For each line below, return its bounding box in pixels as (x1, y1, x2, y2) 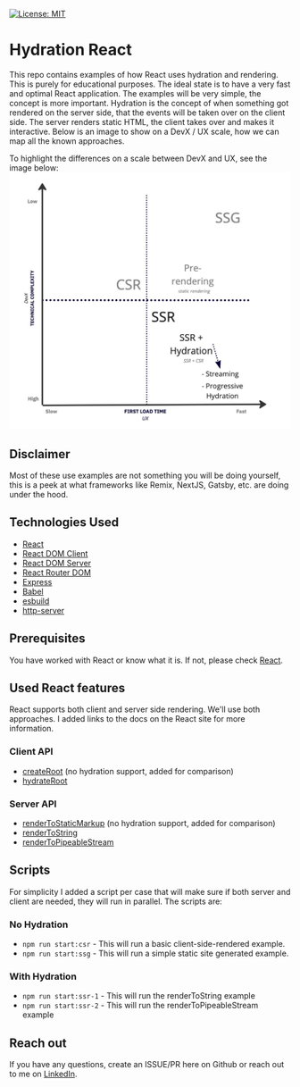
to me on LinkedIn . (9, 1068, 78, 1080)
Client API (9, 746, 54, 758)
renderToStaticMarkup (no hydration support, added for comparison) (21, 817, 276, 828)
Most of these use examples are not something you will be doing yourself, (9, 470, 281, 481)
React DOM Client (21, 548, 88, 558)
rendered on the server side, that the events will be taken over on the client (9, 107, 286, 118)
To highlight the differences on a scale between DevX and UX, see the (9, 153, 268, 163)
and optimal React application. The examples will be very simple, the (9, 88, 262, 98)
